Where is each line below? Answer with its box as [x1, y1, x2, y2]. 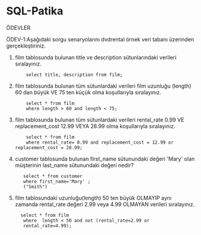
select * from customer [23, 173, 83, 179]
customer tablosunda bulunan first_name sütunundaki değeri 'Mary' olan [14, 155, 195, 162]
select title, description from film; [26, 72, 123, 78]
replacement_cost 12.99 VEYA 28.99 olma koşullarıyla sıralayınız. [14, 122, 176, 130]
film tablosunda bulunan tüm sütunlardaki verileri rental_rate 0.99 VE [14, 116, 185, 123]
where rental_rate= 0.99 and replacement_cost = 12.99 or [26, 139, 174, 145]
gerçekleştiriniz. [6, 42, 46, 49]
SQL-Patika [6, 4, 64, 18]
